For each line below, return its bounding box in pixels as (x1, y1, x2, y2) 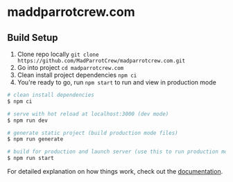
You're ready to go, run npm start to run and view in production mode (17, 78, 216, 87)
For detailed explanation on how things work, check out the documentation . (7, 167, 223, 175)
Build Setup (7, 32, 58, 44)
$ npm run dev (7, 117, 49, 124)
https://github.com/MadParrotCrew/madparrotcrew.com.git (17, 57, 186, 64)
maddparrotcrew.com (7, 4, 135, 20)
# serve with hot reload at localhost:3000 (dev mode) (7, 110, 169, 118)
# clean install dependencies (7, 91, 95, 98)
